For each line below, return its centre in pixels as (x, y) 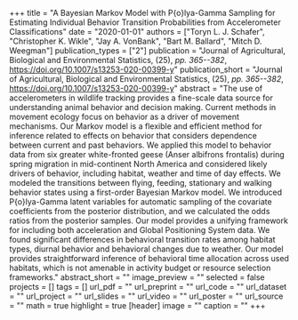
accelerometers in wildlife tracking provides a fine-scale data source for (141, 98)
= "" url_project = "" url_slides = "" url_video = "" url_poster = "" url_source (146, 296)
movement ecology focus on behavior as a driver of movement (125, 116)
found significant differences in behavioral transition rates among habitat (142, 240)
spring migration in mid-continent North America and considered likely (138, 164)
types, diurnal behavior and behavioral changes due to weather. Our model (146, 249)
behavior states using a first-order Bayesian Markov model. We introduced (146, 192)
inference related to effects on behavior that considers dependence (133, 136)
